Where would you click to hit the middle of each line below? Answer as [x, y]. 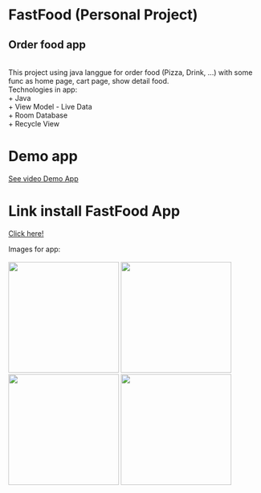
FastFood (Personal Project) [103, 15]
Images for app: [35, 249]
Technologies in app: [43, 89]
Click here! [26, 233]
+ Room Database [38, 115]
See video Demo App [43, 178]
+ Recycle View [34, 124]
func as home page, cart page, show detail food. [89, 81]
